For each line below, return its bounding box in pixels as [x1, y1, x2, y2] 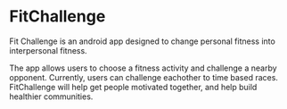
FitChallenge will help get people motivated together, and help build [9, 81, 258, 92]
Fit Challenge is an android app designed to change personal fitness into [9, 36, 276, 46]
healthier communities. [9, 91, 94, 102]
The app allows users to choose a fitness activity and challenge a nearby [9, 63, 278, 73]
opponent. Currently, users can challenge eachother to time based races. [9, 71, 279, 82]
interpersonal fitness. [9, 45, 87, 55]
